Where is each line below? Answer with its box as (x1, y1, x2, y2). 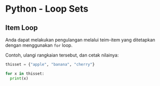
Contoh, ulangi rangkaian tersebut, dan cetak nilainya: (5, 52, 119, 58)
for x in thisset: (5, 71, 44, 76)
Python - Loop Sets (5, 3, 88, 15)
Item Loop (5, 23, 38, 32)
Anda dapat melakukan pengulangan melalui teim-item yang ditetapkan (5, 37, 155, 43)
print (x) (10, 76, 29, 81)
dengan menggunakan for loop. (5, 42, 73, 48)
